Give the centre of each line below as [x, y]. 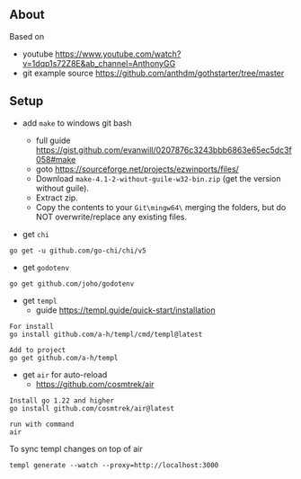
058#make [56, 159]
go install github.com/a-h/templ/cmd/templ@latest [106, 334]
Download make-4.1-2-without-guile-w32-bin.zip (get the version [158, 178]
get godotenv [46, 267]
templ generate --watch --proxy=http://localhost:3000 [114, 465]
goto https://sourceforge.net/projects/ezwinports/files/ [137, 169]
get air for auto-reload [65, 374]
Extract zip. [57, 198]
